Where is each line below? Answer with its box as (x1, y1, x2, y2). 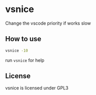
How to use (5, 35, 41, 43)
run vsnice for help (5, 57, 44, 63)
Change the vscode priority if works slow (5, 20, 91, 26)
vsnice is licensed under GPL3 (5, 85, 69, 91)
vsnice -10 (5, 48, 28, 53)
